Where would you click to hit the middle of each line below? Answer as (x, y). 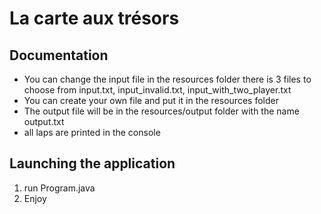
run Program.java (59, 188)
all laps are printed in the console (92, 132)
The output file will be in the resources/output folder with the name (161, 111)
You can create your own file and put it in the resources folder (151, 100)
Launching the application (92, 163)
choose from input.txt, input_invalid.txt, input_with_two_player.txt (157, 90)
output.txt (44, 121)
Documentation (59, 55)
